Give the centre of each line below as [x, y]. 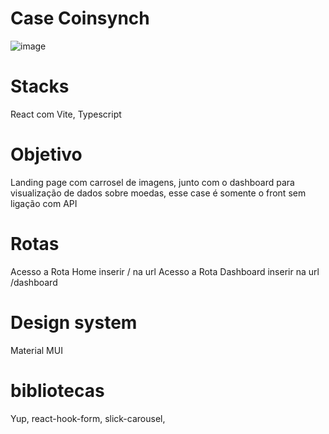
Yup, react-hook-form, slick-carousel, [88, 418]
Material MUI [36, 350]
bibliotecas [57, 390]
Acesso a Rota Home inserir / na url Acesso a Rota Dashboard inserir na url [165, 271]
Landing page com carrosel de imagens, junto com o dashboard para [152, 182]
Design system [74, 322]
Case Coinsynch [80, 18]
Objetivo [46, 154]
